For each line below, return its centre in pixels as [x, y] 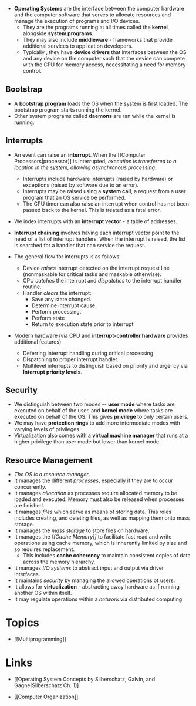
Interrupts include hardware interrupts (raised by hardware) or [98, 179]
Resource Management [49, 460]
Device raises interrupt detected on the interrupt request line [96, 268]
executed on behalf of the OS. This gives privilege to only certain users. [101, 417]
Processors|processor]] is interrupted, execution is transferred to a [95, 161]
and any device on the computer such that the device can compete [104, 58]
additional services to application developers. [78, 46]
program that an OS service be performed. [74, 197]
